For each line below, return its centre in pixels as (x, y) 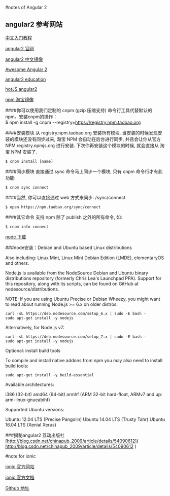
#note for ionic (21, 456)
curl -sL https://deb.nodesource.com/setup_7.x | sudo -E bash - (76, 337)
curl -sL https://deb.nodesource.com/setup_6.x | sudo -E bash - (76, 313)
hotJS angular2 (21, 89)
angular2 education (26, 79)
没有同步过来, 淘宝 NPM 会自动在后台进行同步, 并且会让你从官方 (94, 139)
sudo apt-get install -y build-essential (50, 375)
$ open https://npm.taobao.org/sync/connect (53, 207)
